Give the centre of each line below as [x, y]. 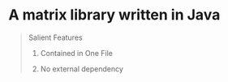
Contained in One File [77, 53]
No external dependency [82, 69]
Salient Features [55, 37]
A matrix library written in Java [114, 15]
